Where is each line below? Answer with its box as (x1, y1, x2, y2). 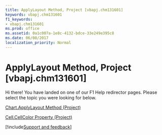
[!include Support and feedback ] (5, 124, 72, 130)
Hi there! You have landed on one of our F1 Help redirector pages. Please (5, 89, 157, 95)
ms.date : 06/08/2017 (5, 36, 49, 41)
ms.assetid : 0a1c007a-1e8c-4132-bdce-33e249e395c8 (5, 31, 114, 36)
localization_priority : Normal (5, 40, 71, 45)
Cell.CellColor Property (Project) (5, 114, 72, 120)
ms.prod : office (5, 26, 39, 31)
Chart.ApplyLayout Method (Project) (5, 104, 81, 110)
